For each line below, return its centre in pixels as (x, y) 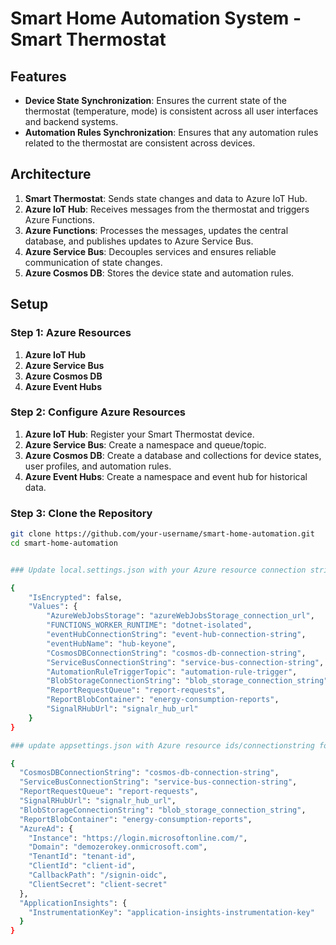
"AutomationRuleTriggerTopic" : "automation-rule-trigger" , (172, 672)
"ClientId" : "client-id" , (82, 866)
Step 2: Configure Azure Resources (98, 412)
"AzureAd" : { (46, 828)
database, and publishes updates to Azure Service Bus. (139, 241)
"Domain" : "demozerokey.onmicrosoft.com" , (118, 847)
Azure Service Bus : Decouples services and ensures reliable (150, 251)
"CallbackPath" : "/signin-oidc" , (98, 875)
